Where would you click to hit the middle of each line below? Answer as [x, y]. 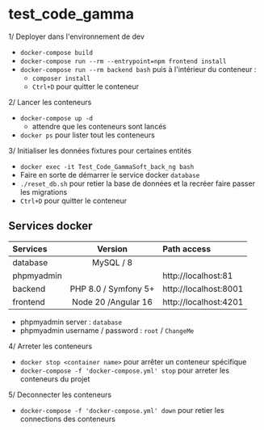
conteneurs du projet [55, 379]
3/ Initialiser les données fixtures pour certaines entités [100, 150]
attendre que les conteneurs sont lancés [99, 126]
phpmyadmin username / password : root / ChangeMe [107, 330]
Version [112, 249]
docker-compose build [56, 53]
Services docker [50, 226]
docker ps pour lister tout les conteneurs [87, 135]
